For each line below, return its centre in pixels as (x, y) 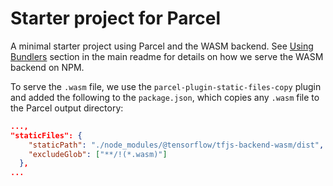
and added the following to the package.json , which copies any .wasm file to (165, 97)
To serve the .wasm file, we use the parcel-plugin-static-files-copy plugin (166, 86)
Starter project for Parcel (116, 18)
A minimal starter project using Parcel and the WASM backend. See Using (162, 46)
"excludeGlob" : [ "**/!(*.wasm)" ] (98, 154)
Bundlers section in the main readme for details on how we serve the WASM (167, 56)
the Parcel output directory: (67, 108)
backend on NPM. (47, 67)
